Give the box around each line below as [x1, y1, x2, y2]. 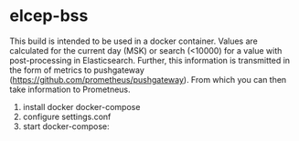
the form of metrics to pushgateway [9, 65, 144, 76]
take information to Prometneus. [9, 84, 131, 95]
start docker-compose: [22, 120, 110, 132]
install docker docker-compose [22, 101, 141, 112]
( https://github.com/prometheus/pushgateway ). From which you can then [9, 74, 287, 85]
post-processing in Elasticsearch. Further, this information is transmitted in [9, 55, 291, 65]
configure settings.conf [22, 111, 112, 122]
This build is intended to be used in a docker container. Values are [9, 35, 258, 46]
